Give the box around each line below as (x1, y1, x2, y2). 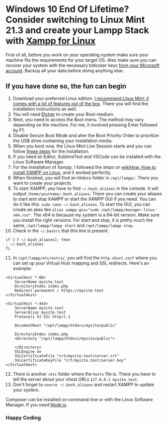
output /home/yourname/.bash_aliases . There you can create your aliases (12, 190, 162, 196)
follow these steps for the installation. (12, 148, 90, 154)
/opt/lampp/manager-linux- (101, 207, 157, 212)
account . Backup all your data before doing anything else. (5, 67, 124, 73)
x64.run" (12, 213, 31, 218)
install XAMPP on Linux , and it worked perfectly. (12, 169, 111, 175)
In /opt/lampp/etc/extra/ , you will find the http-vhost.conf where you (12, 255, 157, 261)
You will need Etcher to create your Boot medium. (12, 111, 115, 117)
